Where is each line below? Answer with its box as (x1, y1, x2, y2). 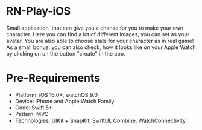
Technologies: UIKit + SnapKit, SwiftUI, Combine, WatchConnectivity (14, 117, 186, 124)
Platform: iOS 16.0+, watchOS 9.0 (14, 91, 98, 98)
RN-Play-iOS (6, 4, 71, 18)
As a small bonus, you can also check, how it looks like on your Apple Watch (6, 44, 196, 51)
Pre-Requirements (6, 71, 101, 85)
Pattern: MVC (14, 110, 49, 117)
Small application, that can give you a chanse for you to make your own (6, 24, 184, 31)
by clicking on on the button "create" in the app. (6, 50, 125, 57)
